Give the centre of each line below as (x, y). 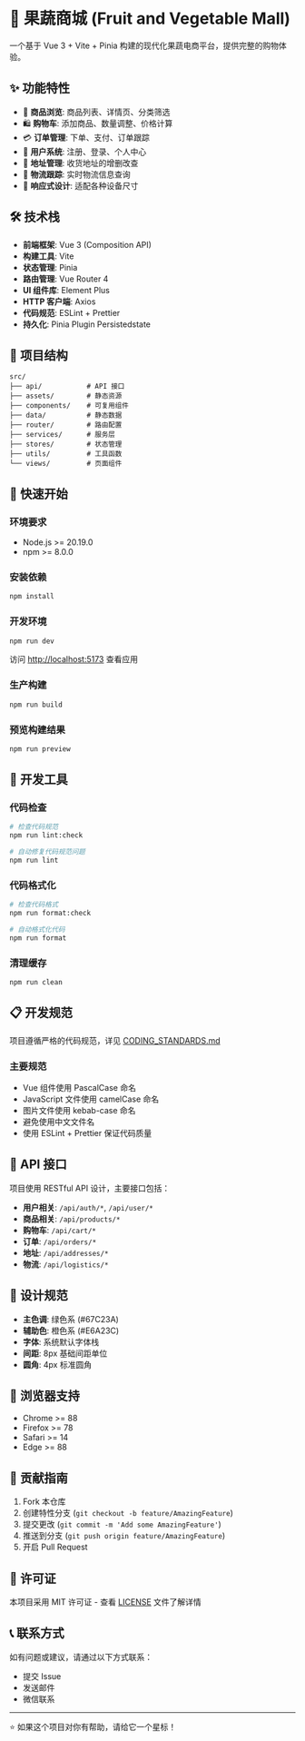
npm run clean (36, 983)
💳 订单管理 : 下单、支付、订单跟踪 (86, 137)
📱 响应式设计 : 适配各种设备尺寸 (80, 185)
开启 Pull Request (55, 1547)
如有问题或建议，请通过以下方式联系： (81, 1657)
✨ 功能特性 (40, 89)
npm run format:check (50, 914)
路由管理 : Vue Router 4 (65, 279)
